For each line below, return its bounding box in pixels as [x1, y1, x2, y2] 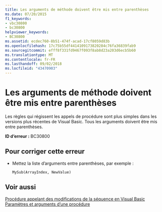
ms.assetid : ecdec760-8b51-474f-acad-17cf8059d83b [5, 39, 110, 44]
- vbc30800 [5, 20, 27, 26]
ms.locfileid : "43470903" [5, 66, 57, 71]
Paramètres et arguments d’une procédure [5, 201, 90, 207]
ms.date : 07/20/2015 [5, 12, 47, 17]
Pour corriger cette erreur [5, 147, 85, 156]
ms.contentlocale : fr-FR [5, 57, 55, 62]
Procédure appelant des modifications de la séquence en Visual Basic [5, 196, 145, 202]
